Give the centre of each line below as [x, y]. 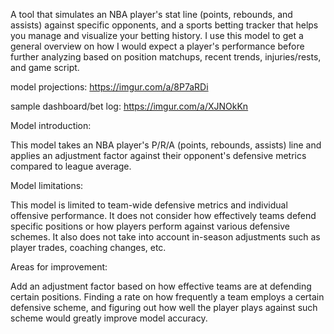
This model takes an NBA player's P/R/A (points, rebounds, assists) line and [166, 145]
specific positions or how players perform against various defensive [150, 226]
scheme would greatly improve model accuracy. [109, 318]
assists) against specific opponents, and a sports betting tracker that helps [164, 25]
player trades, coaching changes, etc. [88, 247]
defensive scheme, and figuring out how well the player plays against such [164, 307]
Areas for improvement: [59, 267]
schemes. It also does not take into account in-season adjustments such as [165, 237]
